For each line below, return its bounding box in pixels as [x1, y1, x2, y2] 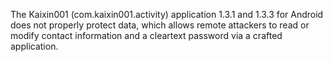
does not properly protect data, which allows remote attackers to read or [10, 19, 310, 31]
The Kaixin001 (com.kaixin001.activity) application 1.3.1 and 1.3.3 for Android [10, 9, 324, 20]
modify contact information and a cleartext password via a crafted [10, 30, 283, 41]
